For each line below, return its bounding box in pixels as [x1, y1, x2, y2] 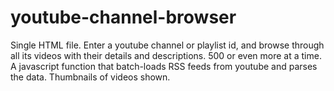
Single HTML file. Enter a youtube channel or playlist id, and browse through [10, 39, 325, 51]
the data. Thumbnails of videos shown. [10, 71, 171, 83]
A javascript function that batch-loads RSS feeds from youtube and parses [10, 60, 318, 72]
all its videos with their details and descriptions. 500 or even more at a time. [10, 49, 322, 61]
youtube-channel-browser [10, 6, 237, 29]
